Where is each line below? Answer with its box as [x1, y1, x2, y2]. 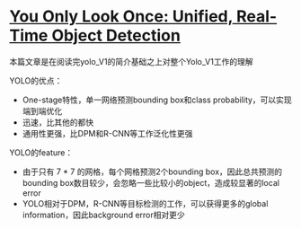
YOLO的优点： [9, 75, 63, 86]
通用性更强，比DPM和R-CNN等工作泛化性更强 [22, 128, 193, 138]
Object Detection [51, 25, 181, 46]
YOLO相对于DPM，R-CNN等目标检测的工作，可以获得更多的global [22, 198, 269, 208]
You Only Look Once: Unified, [9, 6, 234, 27]
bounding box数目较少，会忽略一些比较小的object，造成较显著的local [22, 177, 280, 188]
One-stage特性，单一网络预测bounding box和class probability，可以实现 [22, 94, 292, 105]
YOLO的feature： [9, 146, 74, 158]
